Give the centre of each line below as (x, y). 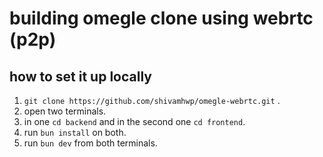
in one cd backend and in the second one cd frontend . (134, 121)
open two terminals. (65, 111)
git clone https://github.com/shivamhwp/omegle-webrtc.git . (152, 100)
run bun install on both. (75, 132)
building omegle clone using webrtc (161, 18)
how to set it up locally (80, 76)
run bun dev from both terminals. (90, 143)
